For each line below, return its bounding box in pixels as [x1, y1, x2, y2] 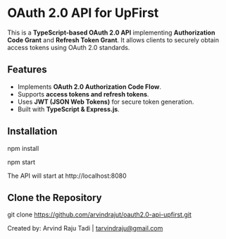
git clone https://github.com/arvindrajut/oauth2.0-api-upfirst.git [7, 210, 192, 219]
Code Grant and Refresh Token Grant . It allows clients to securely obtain [7, 35, 220, 44]
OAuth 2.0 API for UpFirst [7, 5, 159, 21]
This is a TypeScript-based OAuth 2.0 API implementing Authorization [7, 28, 215, 37]
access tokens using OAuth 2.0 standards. [7, 43, 130, 51]
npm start [7, 157, 36, 166]
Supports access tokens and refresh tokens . [17, 90, 149, 98]
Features [7, 63, 47, 75]
